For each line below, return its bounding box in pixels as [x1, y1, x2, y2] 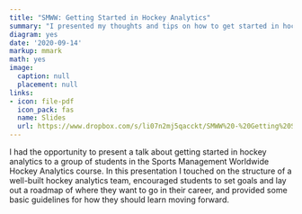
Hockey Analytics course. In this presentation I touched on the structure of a [9, 165, 292, 176]
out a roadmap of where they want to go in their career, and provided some [9, 185, 288, 195]
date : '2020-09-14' [9, 38, 83, 48]
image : [9, 64, 34, 73]
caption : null [17, 72, 70, 81]
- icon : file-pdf [9, 96, 75, 106]
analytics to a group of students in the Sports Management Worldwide [9, 156, 270, 166]
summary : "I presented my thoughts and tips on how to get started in [9, 22, 280, 31]
